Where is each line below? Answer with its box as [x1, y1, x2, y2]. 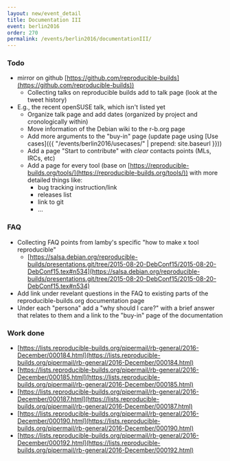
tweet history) [27, 95, 67, 104]
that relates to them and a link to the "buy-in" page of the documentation [16, 311, 223, 319]
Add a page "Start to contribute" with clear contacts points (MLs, [27, 147, 211, 155]
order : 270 [7, 29, 38, 36]
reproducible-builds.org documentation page [16, 296, 145, 304]
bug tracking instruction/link [37, 183, 117, 192]
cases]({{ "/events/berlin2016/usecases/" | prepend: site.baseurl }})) [27, 139, 222, 148]
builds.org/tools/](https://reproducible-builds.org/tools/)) [27, 169, 189, 177]
